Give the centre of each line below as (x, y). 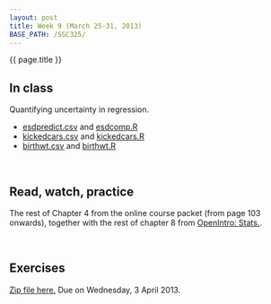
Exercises (37, 269)
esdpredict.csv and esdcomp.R (80, 127)
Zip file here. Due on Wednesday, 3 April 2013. (95, 290)
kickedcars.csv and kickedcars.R (83, 136)
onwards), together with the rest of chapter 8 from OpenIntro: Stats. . (136, 222)
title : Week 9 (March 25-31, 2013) (76, 26)
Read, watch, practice (72, 191)
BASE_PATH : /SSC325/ (48, 34)
